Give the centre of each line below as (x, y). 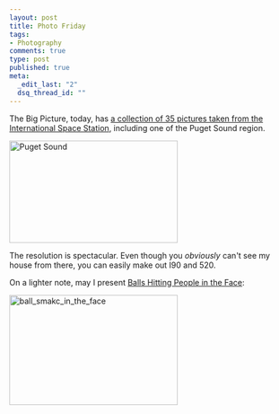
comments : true (38, 51)
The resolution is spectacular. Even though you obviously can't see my (140, 255)
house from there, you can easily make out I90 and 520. (113, 265)
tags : (19, 34)
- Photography (36, 43)
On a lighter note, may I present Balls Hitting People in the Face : (127, 282)
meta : (19, 76)
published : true (39, 68)
